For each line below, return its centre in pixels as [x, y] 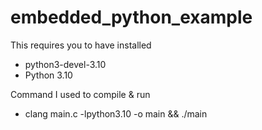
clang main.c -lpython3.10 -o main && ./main [116, 113]
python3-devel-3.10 [65, 64]
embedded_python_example [131, 17]
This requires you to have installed [81, 45]
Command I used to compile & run [80, 94]
